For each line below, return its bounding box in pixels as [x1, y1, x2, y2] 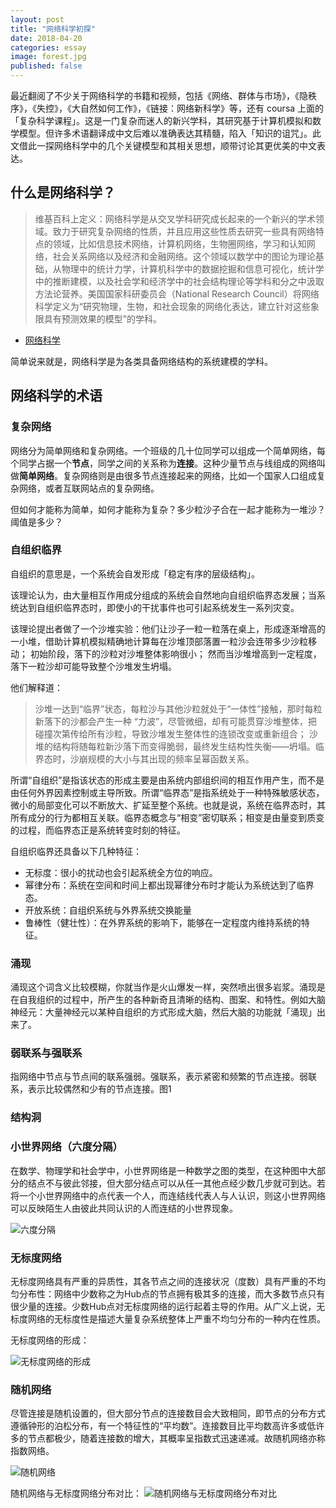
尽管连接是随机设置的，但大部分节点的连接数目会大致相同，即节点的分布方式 [10, 1407, 326, 1420]
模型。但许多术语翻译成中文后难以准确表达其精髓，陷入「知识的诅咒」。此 [18, 127, 322, 139]
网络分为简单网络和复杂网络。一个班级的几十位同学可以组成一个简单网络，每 [10, 444, 326, 456]
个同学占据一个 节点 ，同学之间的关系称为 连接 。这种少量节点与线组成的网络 [10, 457, 317, 469]
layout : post [10, 14, 65, 25]
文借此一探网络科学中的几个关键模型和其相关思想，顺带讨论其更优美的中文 [10, 140, 317, 151]
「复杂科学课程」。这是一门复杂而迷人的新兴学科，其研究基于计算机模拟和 [10, 115, 313, 126]
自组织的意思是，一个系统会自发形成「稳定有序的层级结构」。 [10, 567, 260, 580]
